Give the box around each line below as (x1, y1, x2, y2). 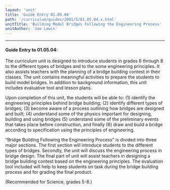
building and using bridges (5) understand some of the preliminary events (5, 116, 159, 122)
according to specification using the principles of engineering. (5, 127, 135, 133)
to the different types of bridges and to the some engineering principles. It (5, 63, 160, 69)
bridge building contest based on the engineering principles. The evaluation (5, 158, 163, 165)
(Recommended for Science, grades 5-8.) (5, 179, 92, 185)
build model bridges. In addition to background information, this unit (5, 80, 147, 86)
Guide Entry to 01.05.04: (5, 47, 58, 53)
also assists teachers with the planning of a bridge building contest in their (5, 69, 160, 75)
